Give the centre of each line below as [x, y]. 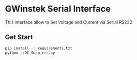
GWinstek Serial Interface [58, 9]
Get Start [19, 37]
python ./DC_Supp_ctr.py [30, 53]
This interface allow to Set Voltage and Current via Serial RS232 [68, 22]
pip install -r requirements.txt [39, 48]
